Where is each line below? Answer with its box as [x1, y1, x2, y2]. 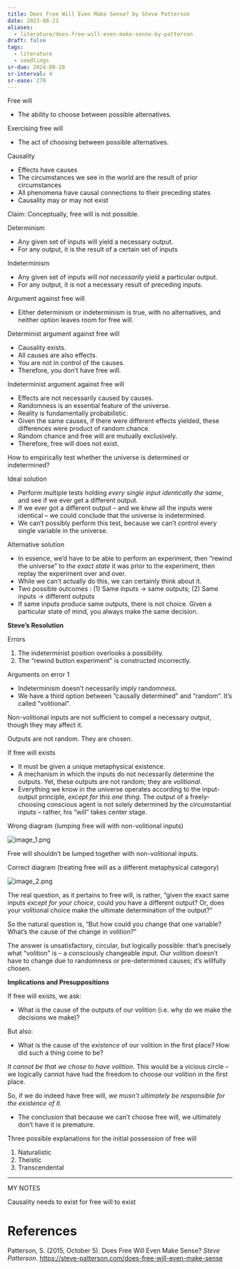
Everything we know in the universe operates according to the [17, 785, 201, 794]
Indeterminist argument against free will [7, 380, 125, 389]
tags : [7, 44, 24, 51]
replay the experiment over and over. [17, 569, 126, 578]
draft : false [7, 37, 46, 44]
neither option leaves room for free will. [17, 316, 134, 324]
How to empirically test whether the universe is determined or [7, 453, 189, 462]
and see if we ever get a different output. [17, 496, 139, 504]
